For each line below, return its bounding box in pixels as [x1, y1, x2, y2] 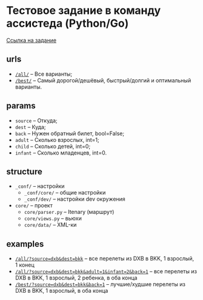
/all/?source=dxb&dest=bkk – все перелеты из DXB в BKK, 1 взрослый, [15, 255, 195, 262]
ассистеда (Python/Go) [6, 16, 129, 30]
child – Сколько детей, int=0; [15, 142, 91, 150]
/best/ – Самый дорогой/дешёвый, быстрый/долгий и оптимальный [15, 76, 191, 84]
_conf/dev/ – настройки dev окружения [24, 195, 125, 203]
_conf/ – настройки [15, 182, 65, 190]
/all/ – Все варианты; [15, 70, 73, 78]
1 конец [15, 261, 35, 268]
